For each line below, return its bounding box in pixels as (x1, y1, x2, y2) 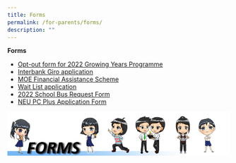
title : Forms (7, 11, 46, 18)
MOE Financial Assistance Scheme (17, 75, 119, 84)
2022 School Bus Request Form (17, 90, 111, 99)
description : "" (7, 26, 55, 33)
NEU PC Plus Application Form (17, 97, 107, 106)
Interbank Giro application (17, 68, 94, 76)
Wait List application (17, 83, 77, 91)
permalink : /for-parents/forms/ (7, 18, 102, 26)
